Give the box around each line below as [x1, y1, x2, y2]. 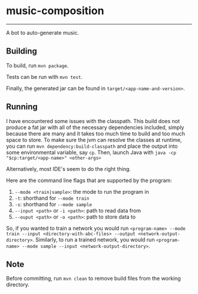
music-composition [6, 4, 104, 18]
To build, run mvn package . [6, 62, 69, 69]
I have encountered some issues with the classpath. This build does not [6, 117, 180, 124]
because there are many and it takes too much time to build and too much [6, 130, 186, 137]
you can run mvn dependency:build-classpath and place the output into [6, 143, 178, 150]
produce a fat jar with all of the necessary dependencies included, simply [6, 124, 184, 131]
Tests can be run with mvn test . [6, 73, 82, 80]
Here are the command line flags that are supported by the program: [6, 177, 172, 184]
